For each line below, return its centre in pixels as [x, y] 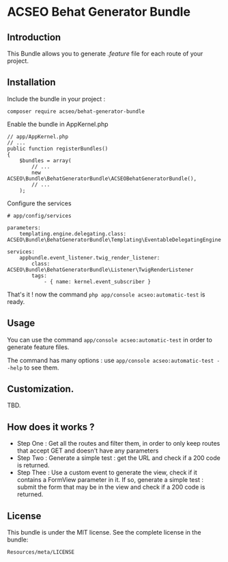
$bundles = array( [45, 161]
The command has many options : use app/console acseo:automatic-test [111, 360]
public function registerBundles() [58, 149]
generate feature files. [38, 347]
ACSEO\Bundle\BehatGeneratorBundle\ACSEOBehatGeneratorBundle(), [102, 179]
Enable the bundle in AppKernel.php [58, 124]
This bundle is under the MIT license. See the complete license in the [104, 533]
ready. [16, 301]
